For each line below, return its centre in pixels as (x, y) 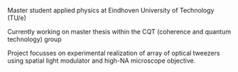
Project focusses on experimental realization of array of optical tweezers (114, 53)
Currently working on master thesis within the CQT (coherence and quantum (119, 32)
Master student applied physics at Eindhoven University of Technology (111, 10)
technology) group (34, 39)
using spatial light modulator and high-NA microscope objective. (102, 61)
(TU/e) (17, 18)
